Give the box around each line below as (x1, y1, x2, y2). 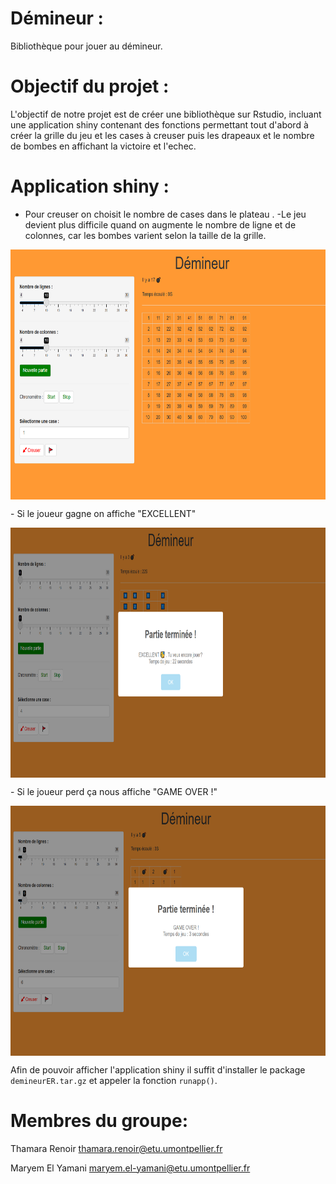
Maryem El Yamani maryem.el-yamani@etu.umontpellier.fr (10, 1162, 251, 1174)
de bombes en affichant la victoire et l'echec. (10, 140, 197, 152)
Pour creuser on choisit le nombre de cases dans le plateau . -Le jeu (24, 208, 307, 220)
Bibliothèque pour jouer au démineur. (10, 40, 163, 52)
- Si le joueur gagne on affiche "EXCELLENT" (10, 507, 197, 519)
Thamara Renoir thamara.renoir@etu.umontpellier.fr (10, 1142, 223, 1154)
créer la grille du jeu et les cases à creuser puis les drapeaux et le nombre (10, 129, 315, 141)
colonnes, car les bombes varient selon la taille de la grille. (24, 229, 267, 241)
